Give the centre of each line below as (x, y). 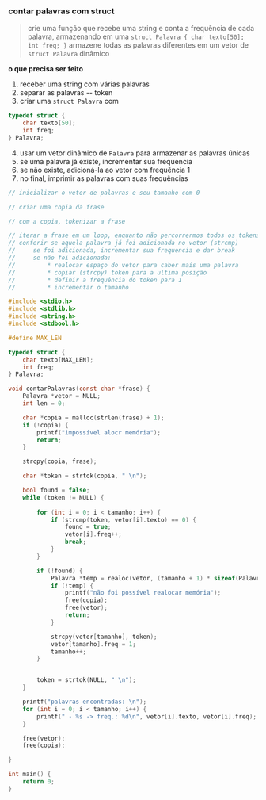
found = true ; (88, 527)
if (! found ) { (60, 571)
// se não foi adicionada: (60, 258)
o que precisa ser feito (46, 69)
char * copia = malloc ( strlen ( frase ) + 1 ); (93, 418)
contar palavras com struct (61, 11)
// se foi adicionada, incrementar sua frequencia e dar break (122, 251)
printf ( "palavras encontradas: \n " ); (85, 702)
